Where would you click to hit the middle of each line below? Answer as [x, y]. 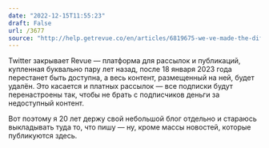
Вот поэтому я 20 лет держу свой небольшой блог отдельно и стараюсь [133, 119]
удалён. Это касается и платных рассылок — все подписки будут [121, 86]
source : [21, 38]
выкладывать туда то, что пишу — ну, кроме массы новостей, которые [130, 127]
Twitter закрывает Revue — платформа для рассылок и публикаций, [124, 61]
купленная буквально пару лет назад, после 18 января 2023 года [120, 70]
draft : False [30, 23]
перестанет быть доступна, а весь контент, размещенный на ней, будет [131, 78]
